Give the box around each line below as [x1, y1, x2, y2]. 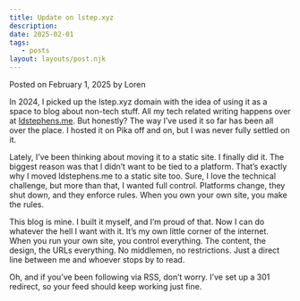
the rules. [9, 199, 45, 210]
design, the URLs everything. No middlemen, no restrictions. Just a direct [9, 245, 280, 255]
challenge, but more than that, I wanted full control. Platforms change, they [9, 180, 286, 190]
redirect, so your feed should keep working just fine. [9, 281, 202, 291]
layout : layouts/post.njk [9, 54, 106, 63]
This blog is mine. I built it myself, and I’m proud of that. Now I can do [9, 216, 265, 227]
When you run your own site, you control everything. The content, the [9, 236, 267, 246]
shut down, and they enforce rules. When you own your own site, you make [9, 189, 288, 200]
